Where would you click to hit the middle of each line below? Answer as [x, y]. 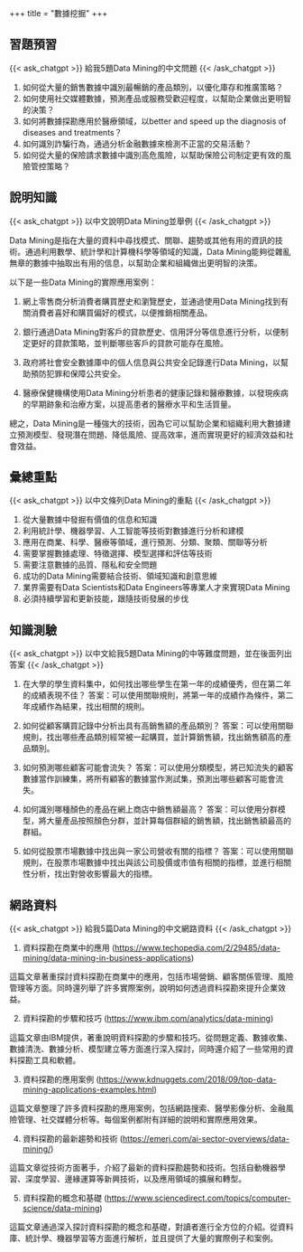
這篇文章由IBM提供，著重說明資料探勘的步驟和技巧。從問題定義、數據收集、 [151, 1038]
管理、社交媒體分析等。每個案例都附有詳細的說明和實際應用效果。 [139, 1120]
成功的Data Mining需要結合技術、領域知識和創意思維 [120, 576]
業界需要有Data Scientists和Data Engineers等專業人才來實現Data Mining [156, 588]
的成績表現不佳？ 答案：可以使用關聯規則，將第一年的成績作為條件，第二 [158, 695]
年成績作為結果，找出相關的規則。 [86, 707]
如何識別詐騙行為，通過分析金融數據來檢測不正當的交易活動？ [137, 144]
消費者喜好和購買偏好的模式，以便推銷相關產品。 [121, 312]
